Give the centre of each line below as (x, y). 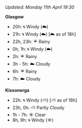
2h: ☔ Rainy (25, 56)
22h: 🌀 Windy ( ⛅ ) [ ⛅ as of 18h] (45, 100)
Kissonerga (17, 90)
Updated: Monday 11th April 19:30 (40, 7)
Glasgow (14, 17)
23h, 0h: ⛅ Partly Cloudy (38, 108)
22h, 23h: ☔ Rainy (31, 41)
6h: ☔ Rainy (25, 71)
